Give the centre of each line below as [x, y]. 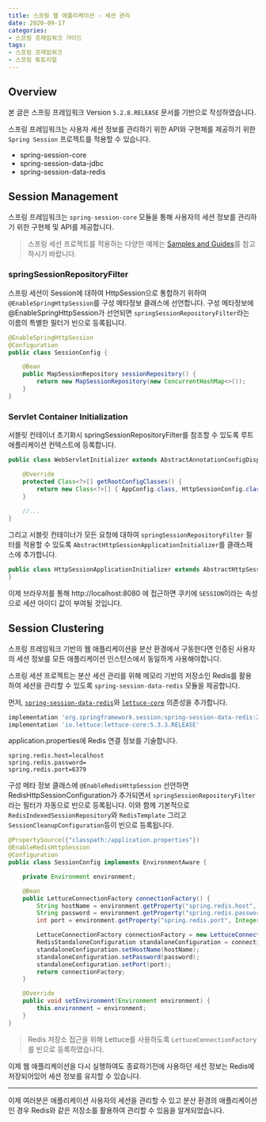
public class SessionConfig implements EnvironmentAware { [108, 862]
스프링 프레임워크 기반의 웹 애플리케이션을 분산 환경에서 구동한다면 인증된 [122, 649]
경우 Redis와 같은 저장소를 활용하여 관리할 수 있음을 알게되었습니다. [120, 1110]
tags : [17, 45]
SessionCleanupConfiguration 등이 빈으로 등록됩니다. [91, 825]
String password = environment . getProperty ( [111, 913]
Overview [33, 92]
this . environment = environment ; [92, 1008]
